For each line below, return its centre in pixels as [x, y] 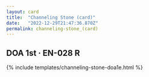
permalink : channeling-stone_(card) [52, 29]
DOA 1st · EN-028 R [43, 53]
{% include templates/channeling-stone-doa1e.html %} [74, 67]
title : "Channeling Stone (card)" [51, 17]
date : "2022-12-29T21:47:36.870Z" [52, 23]
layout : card [23, 12]
